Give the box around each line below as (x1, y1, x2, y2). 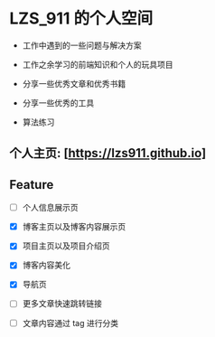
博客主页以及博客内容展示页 (22, 221, 126, 232)
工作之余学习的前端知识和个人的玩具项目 (22, 59, 173, 70)
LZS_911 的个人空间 (9, 8, 154, 29)
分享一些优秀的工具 (22, 97, 95, 108)
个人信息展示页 (22, 202, 79, 213)
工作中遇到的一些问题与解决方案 (22, 40, 142, 51)
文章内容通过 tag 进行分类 (22, 317, 119, 328)
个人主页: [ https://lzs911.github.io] (9, 145, 207, 161)
